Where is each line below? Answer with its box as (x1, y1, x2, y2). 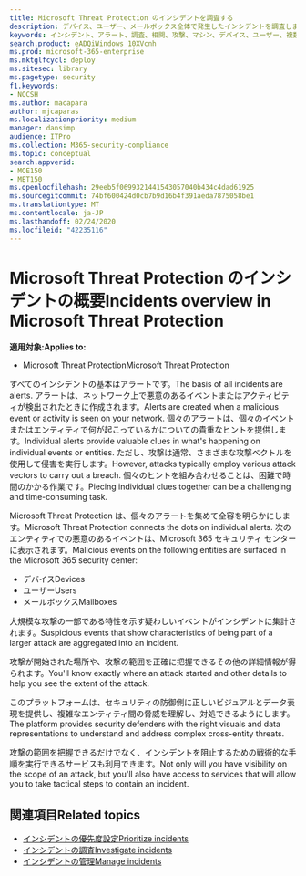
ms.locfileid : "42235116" (9, 225, 107, 235)
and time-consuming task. (9, 492, 107, 503)
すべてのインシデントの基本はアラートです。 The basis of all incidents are (9, 379, 284, 390)
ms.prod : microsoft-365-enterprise (9, 47, 145, 57)
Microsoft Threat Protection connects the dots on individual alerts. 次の (24, 522, 291, 533)
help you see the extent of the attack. (9, 678, 150, 689)
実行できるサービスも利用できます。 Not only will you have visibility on (25, 758, 288, 769)
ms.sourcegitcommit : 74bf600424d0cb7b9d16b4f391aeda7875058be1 (9, 192, 255, 201)
